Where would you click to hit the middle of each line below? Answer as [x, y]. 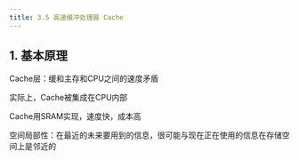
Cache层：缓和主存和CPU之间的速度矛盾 [84, 79]
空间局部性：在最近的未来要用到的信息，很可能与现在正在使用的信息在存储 [145, 135]
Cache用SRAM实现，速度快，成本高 [75, 116]
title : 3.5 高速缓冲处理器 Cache [66, 17]
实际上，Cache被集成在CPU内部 [69, 98]
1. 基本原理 [39, 56]
